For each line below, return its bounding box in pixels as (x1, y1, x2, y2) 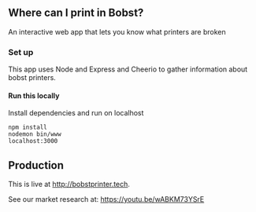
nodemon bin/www (8, 130, 61, 138)
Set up (8, 46, 34, 57)
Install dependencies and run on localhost (8, 108, 144, 118)
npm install (8, 123, 47, 132)
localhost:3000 (8, 137, 58, 145)
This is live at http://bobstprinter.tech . (8, 180, 130, 189)
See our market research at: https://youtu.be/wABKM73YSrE (8, 195, 205, 204)
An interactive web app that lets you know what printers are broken (8, 27, 226, 36)
